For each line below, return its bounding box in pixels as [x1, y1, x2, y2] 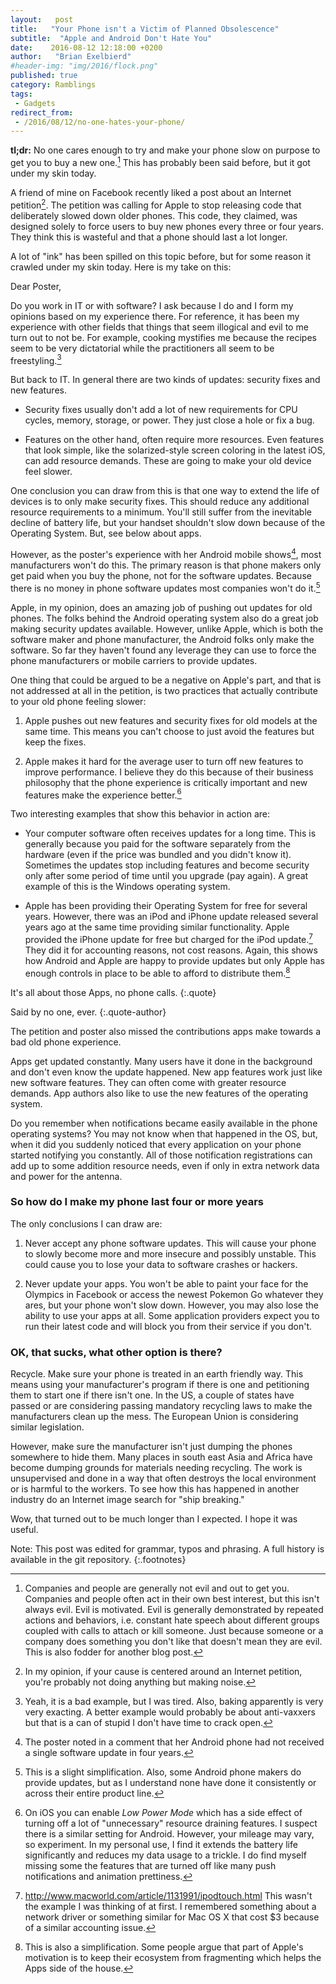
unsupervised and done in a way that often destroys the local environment [10, 1472, 317, 1485]
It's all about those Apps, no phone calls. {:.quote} [10, 986, 217, 998]
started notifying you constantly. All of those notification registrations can [10, 1149, 313, 1161]
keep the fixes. [24, 736, 87, 748]
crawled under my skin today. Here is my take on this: [10, 261, 232, 273]
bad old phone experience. [10, 1036, 122, 1048]
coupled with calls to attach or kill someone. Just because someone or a [24, 1625, 324, 1637]
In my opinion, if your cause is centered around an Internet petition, [24, 1666, 303, 1678]
